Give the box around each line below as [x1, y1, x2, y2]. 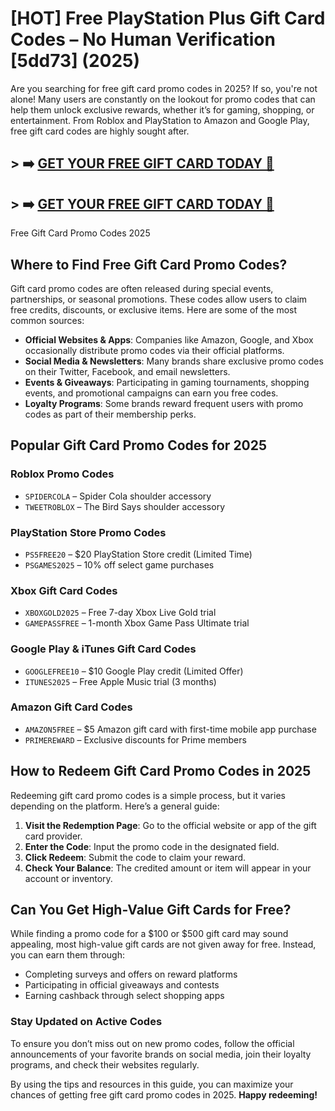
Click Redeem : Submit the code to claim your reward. [24, 851, 247, 863]
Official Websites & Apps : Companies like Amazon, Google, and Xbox [24, 333, 314, 346]
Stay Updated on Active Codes [10, 1015, 163, 1029]
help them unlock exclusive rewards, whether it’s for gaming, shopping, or [10, 103, 315, 116]
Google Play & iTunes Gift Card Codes [10, 642, 197, 656]
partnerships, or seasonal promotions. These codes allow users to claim [10, 293, 308, 305]
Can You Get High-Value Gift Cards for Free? [10, 902, 292, 919]
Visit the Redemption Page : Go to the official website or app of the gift [24, 819, 317, 831]
